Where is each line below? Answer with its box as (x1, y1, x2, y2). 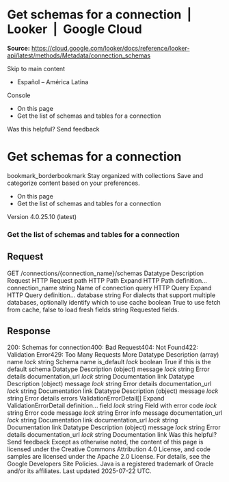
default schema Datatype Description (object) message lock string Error (7, 365, 210, 373)
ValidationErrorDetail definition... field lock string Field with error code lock (7, 401, 217, 410)
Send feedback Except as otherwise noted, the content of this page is (7, 438, 204, 446)
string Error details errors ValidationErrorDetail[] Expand (7, 394, 165, 403)
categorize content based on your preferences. (7, 179, 140, 187)
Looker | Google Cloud (7, 21, 142, 37)
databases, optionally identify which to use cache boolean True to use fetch (7, 298, 221, 306)
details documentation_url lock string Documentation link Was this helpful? (7, 431, 217, 439)
